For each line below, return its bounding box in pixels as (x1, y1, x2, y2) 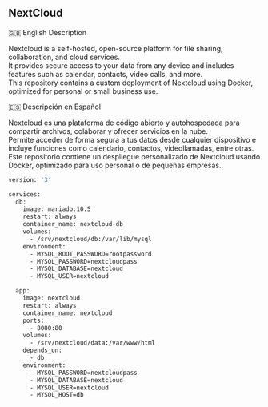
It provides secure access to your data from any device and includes (8, 60, 234, 71)
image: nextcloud (22, 294, 81, 303)
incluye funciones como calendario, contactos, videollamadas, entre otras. (8, 143, 254, 153)
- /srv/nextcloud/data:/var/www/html (29, 339, 156, 347)
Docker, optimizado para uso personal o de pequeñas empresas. (8, 160, 222, 170)
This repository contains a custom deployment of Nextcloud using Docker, (8, 78, 254, 87)
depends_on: (22, 346, 62, 355)
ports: (22, 316, 45, 324)
